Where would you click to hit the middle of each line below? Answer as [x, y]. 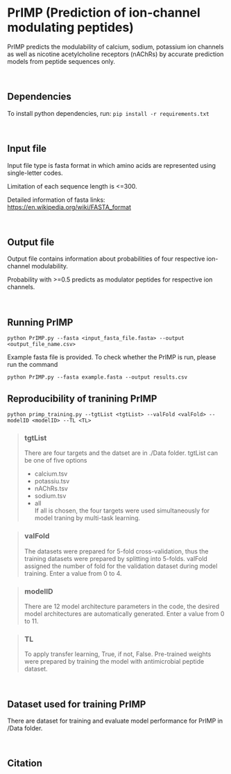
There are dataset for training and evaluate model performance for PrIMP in [115, 721]
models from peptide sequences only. [61, 61]
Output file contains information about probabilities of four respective [106, 259]
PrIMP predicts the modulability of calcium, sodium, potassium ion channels [115, 46]
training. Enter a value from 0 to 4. [73, 573]
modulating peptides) [70, 27]
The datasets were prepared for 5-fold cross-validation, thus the [116, 551]
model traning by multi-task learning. [87, 518]
